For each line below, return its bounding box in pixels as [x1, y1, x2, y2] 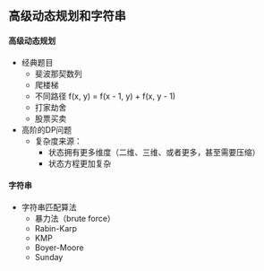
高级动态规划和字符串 [8, 8, 126, 24]
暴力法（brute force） [34, 213, 115, 223]
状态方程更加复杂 [47, 158, 112, 169]
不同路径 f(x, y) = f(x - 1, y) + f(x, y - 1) [34, 91, 176, 101]
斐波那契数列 [34, 68, 82, 79]
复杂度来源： [34, 135, 82, 146]
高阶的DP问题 [21, 124, 72, 135]
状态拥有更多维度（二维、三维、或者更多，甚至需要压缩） [47, 146, 260, 157]
